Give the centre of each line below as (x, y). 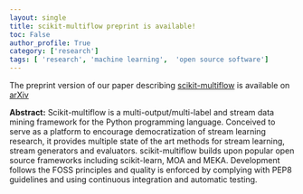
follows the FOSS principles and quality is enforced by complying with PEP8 (151, 170)
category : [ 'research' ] (54, 51)
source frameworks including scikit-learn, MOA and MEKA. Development (145, 160)
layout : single (38, 18)
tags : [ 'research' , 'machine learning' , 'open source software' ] (139, 60)
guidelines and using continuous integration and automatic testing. (133, 180)
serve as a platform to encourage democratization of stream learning (138, 131)
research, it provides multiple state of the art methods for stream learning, (147, 141)
